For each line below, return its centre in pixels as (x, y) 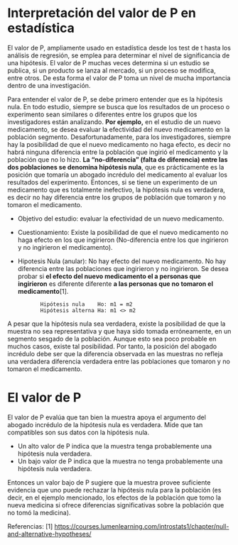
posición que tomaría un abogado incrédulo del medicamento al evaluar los (117, 175)
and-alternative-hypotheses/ (49, 534)
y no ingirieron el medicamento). (65, 247)
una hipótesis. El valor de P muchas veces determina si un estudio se (108, 62)
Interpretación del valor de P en (102, 13)
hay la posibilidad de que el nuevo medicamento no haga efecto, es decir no (119, 144)
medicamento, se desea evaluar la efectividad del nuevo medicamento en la (119, 129)
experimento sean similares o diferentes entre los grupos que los (102, 114)
